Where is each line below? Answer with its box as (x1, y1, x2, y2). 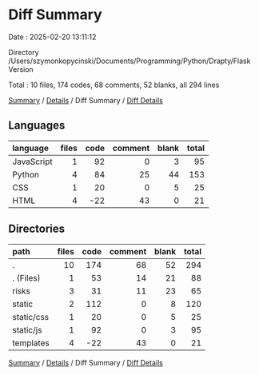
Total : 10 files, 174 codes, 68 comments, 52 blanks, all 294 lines (8, 80, 220, 90)
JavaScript (12, 156, 54, 167)
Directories (8, 222, 66, 236)
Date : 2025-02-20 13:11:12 (8, 32, 97, 42)
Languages (8, 118, 66, 133)
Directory (8, 47, 39, 57)
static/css (12, 311, 50, 322)
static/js (12, 324, 42, 335)
